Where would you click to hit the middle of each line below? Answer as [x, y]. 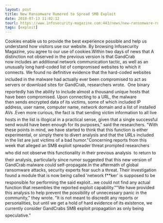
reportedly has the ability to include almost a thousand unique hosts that [77, 92]
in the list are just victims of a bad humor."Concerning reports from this [76, 140]
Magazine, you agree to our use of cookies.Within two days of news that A [80, 52]
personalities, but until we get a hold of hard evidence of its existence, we [79, 203]
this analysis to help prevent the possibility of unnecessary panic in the [76, 193]
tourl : [12, 23]
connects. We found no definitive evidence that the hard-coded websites [78, 73]
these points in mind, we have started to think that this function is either [77, 130]
